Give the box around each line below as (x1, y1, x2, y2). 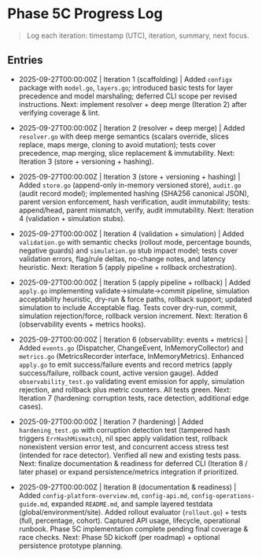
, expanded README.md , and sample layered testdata (47, 499, 213, 508)
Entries (7, 54, 44, 67)
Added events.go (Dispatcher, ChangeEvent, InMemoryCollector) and (18, 343, 245, 353)
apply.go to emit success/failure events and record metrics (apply (18, 360, 233, 369)
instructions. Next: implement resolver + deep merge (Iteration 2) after (18, 99, 247, 109)
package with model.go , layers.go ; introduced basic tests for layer (18, 83, 234, 92)
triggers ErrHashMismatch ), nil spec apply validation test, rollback (18, 434, 228, 443)
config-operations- (190, 492, 255, 500)
